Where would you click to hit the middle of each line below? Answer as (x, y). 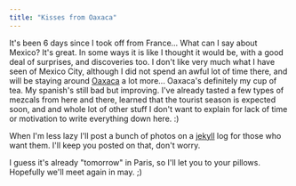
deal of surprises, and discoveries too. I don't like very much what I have (142, 61)
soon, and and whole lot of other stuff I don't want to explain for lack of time (148, 109)
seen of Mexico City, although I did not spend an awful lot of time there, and (148, 71)
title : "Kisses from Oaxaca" (63, 17)
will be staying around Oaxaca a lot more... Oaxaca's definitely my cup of (143, 80)
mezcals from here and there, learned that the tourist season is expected (143, 100)
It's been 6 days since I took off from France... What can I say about (133, 43)
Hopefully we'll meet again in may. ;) (76, 172)
